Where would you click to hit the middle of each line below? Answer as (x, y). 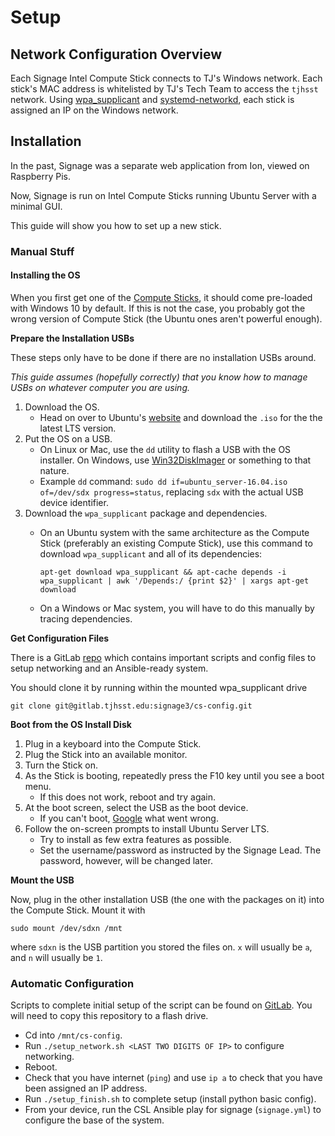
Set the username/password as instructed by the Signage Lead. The (180, 850)
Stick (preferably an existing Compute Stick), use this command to (176, 543)
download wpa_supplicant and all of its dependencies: (151, 553)
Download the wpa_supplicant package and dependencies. (146, 513)
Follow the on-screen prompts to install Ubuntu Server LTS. (147, 828)
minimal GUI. (36, 206)
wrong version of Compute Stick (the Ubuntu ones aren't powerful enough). (166, 318)
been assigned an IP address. (86, 1088)
